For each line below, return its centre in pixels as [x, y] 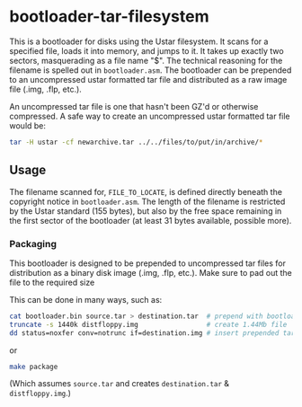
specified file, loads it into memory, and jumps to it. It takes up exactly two [147, 50]
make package [34, 367]
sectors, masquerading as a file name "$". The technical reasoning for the [146, 60]
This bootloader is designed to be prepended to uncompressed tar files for [147, 263]
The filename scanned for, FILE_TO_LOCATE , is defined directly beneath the [146, 191]
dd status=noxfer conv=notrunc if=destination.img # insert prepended [144, 333]
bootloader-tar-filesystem [109, 17]
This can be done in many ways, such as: [86, 299]
